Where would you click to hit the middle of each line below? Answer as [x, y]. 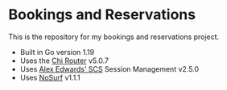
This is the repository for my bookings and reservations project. [114, 37]
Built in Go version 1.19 [57, 52]
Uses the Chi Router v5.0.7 [64, 61]
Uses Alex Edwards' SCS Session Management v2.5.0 [109, 68]
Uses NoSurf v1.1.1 [50, 77]
